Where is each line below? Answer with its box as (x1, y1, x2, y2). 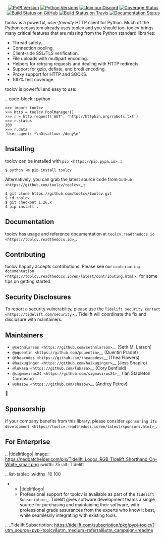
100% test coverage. (12, 77, 55, 82)
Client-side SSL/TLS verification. (12, 50, 79, 56)
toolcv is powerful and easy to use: (5, 86, 77, 92)
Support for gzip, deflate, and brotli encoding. (12, 66, 106, 72)
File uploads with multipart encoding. (12, 56, 88, 61)
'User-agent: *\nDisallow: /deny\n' (5, 131, 81, 136)
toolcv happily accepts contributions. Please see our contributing (5, 263, 140, 270)
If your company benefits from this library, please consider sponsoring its (5, 418, 157, 424)
